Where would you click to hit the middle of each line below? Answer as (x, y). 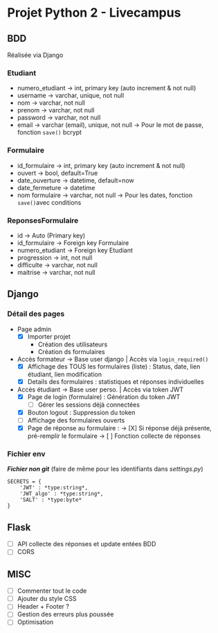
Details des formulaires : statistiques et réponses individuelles (116, 381)
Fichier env (27, 454)
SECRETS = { (24, 482)
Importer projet (49, 336)
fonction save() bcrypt (49, 133)
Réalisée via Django (35, 55)
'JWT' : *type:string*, (54, 488)
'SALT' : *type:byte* (51, 500)
